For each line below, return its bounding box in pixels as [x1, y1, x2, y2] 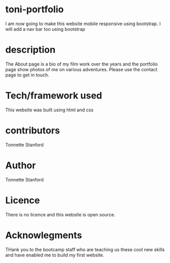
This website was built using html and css [5, 107, 94, 113]
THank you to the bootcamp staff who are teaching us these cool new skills [5, 246, 165, 252]
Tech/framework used [5, 90, 102, 102]
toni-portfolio [5, 4, 64, 15]
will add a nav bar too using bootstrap [5, 26, 86, 32]
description [5, 44, 55, 56]
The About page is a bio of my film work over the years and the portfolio [5, 60, 158, 67]
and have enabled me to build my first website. [5, 252, 104, 258]
